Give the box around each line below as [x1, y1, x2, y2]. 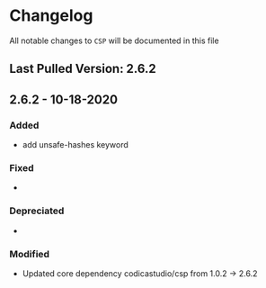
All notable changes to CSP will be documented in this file [9, 35, 219, 46]
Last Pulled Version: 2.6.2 [9, 61, 157, 76]
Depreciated [9, 204, 65, 217]
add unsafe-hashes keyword [22, 139, 129, 150]
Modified [9, 247, 50, 260]
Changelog [9, 5, 93, 26]
